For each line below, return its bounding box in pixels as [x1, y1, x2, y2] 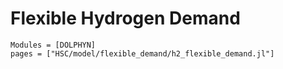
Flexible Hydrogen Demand [10, 7, 241, 30]
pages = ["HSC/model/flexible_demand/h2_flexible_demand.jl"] [10, 48, 275, 59]
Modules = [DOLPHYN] [10, 40, 97, 50]
